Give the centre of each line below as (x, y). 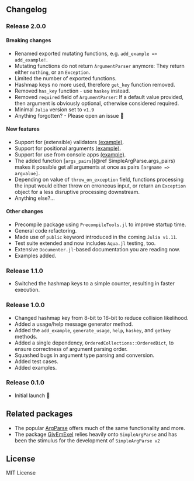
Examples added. (35, 255)
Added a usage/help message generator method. (74, 324)
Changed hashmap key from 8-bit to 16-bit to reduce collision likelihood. (101, 318)
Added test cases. (36, 361)
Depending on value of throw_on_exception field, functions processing (99, 179)
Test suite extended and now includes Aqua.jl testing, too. (85, 243)
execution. (27, 290)
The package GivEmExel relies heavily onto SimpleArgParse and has (96, 434)
